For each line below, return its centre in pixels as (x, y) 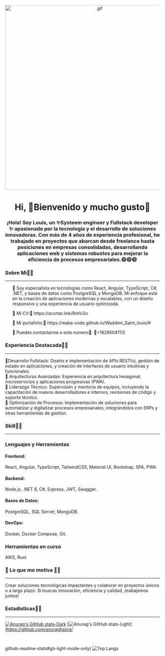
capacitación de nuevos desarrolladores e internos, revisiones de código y (81, 392)
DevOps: (14, 523)
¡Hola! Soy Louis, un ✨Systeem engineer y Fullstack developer (82, 223)
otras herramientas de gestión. (36, 413)
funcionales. (18, 371)
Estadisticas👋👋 (23, 609)
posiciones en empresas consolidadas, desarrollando (82, 247)
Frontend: (15, 456)
